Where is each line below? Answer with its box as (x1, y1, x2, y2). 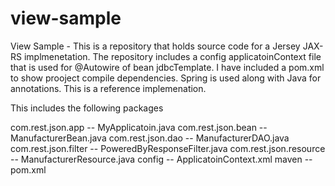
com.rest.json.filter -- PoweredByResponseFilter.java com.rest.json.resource (10, 142, 326, 154)
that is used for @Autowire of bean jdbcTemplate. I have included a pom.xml (10, 61, 325, 73)
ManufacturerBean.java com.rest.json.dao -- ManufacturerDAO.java (10, 132, 290, 144)
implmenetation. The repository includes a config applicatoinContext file (23, 50, 322, 62)
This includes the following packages (10, 102, 164, 114)
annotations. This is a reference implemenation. (10, 82, 207, 94)
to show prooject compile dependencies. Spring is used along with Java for (10, 72, 322, 84)
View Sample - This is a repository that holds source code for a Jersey (10, 40, 301, 52)
